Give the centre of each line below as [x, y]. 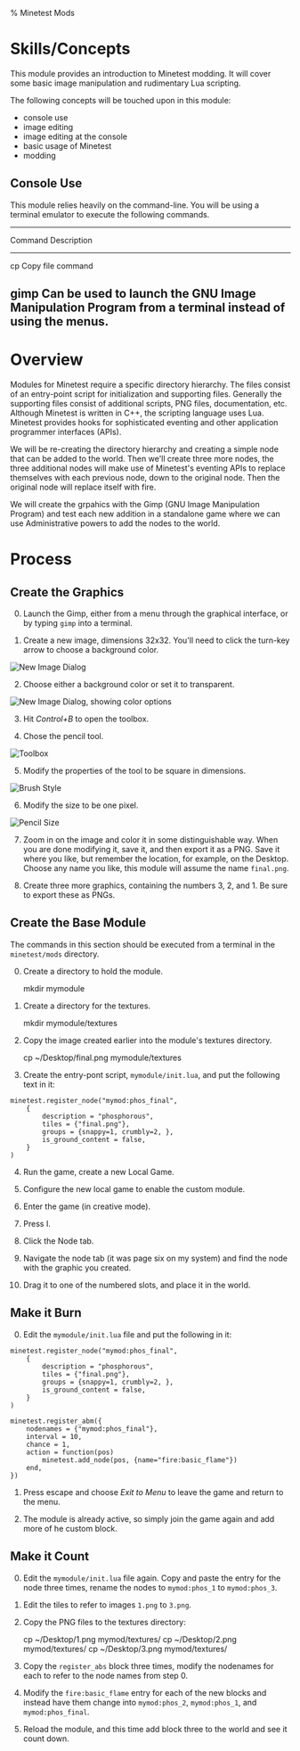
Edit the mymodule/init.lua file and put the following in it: [127, 1334]
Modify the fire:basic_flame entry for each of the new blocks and [145, 1692]
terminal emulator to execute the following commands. [110, 214]
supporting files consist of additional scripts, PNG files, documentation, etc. [149, 404]
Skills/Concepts [70, 49]
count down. [46, 1739]
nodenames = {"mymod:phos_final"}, [92, 1429]
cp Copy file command [52, 266]
